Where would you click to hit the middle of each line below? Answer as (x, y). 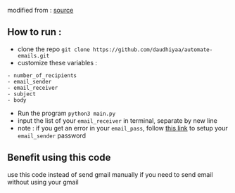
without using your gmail (43, 182)
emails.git (33, 55)
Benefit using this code (59, 158)
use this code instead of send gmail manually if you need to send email (110, 174)
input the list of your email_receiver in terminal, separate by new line (118, 120)
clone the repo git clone (53, 49)
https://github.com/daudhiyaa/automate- (153, 49)
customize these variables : (57, 62)
